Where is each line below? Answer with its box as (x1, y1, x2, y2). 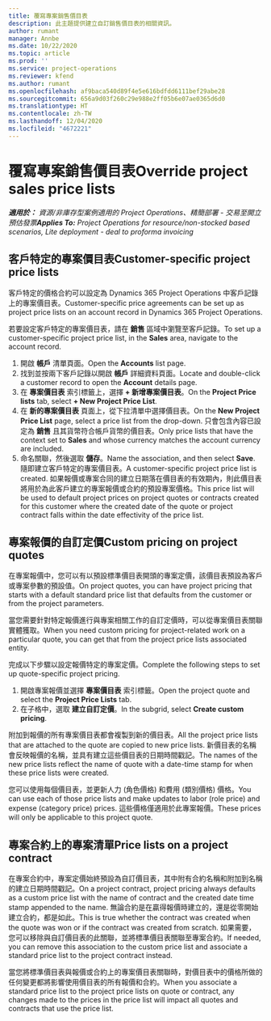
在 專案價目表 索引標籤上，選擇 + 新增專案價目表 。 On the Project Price (19, 387, 256, 396)
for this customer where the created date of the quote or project (19, 501, 234, 510)
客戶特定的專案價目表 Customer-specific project (8, 252, 251, 266)
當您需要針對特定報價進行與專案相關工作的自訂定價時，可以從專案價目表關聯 (8, 616, 263, 625)
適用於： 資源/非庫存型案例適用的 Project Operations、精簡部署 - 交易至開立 (8, 207, 261, 217)
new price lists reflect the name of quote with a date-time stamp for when (8, 760, 253, 769)
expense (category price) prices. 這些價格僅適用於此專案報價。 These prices (8, 803, 262, 813)
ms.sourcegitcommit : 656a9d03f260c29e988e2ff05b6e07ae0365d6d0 (8, 95, 226, 103)
